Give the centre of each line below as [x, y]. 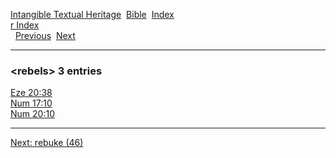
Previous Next [45, 35]
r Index [25, 25]
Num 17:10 [31, 103]
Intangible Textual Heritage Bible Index [92, 14]
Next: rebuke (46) [47, 143]
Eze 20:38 [31, 93]
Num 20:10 [32, 114]
